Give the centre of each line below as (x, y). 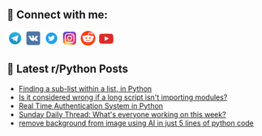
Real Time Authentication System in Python (90, 105)
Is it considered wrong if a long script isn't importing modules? (123, 97)
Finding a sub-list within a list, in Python (85, 88)
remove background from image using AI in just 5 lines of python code (136, 123)
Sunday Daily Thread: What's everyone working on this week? (122, 114)
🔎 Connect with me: (57, 15)
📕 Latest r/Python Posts (68, 69)
